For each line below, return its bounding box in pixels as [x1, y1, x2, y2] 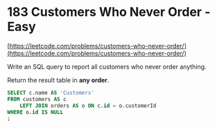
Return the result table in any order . [7, 75, 110, 84]
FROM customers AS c [7, 95, 67, 102]
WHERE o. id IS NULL [7, 109, 64, 116]
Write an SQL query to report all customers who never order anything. [7, 62, 207, 71]
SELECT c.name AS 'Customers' [7, 89, 95, 96]
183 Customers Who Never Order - [7, 4, 211, 20]
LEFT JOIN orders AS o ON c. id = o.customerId [19, 102, 157, 109]
